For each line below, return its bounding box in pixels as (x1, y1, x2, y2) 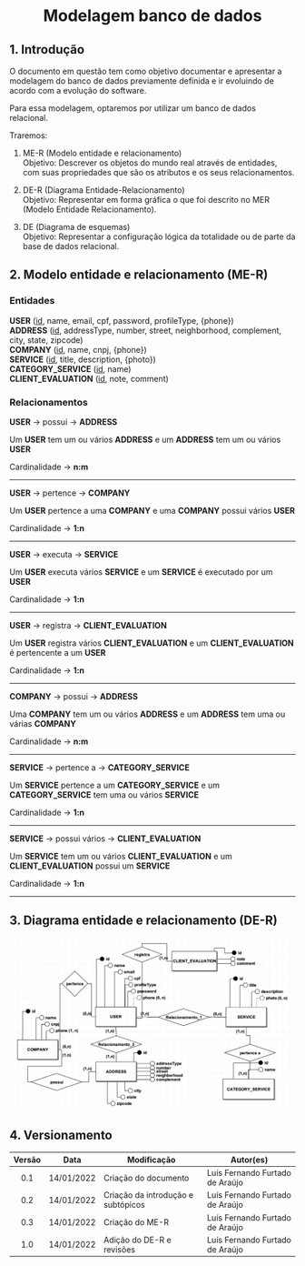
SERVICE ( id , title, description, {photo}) (9, 354, 156, 365)
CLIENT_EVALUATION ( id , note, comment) (9, 373, 170, 384)
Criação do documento (103, 1172, 190, 1183)
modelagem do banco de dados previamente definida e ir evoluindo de (9, 75, 274, 86)
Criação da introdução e (103, 1190, 193, 1201)
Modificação (126, 1154, 176, 1165)
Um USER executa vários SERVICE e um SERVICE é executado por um (9, 566, 273, 578)
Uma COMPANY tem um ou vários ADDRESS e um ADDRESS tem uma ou (9, 708, 286, 719)
